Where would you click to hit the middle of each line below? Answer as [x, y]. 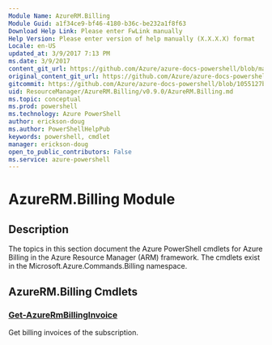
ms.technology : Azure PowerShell [65, 114]
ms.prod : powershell [43, 106]
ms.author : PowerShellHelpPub [59, 129]
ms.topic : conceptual [45, 99]
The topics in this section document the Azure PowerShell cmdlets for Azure [136, 249]
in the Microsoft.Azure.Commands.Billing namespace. [98, 266]
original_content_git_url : [54, 76]
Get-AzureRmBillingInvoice [63, 315]
